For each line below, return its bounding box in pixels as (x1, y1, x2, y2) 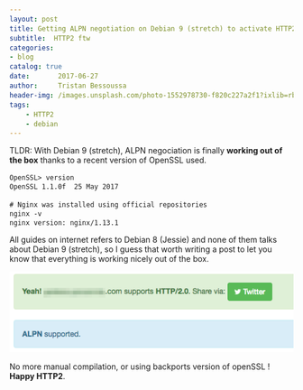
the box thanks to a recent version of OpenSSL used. (9, 154, 207, 166)
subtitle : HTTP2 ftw (9, 33, 91, 42)
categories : (9, 43, 54, 52)
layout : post (9, 14, 59, 23)
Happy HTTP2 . (9, 370, 66, 381)
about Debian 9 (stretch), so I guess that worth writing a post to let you (9, 244, 272, 255)
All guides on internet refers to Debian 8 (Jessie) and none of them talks (9, 235, 278, 246)
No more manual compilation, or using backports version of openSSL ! (9, 361, 271, 372)
